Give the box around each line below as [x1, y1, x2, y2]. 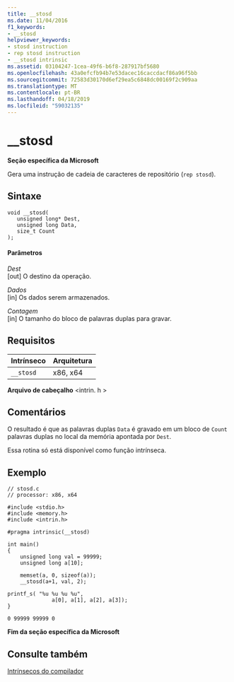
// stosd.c [7, 486, 40, 493]
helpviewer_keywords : [7, 37, 71, 44]
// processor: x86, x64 [7, 492, 78, 499]
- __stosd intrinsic [7, 57, 69, 64]
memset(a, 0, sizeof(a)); [20, 572, 97, 580]
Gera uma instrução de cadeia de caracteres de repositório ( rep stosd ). [7, 170, 216, 178]
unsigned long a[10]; [20, 560, 83, 567]
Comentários [7, 406, 66, 418]
